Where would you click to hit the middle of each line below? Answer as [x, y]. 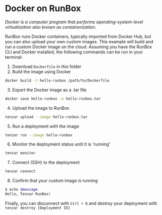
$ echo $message [21, 190]
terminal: [14, 57]
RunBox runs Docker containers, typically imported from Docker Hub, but [78, 36]
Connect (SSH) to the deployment [46, 163]
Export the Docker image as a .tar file [49, 90]
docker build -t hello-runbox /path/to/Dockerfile [57, 81]
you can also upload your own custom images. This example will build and [79, 41]
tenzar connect [20, 171]
